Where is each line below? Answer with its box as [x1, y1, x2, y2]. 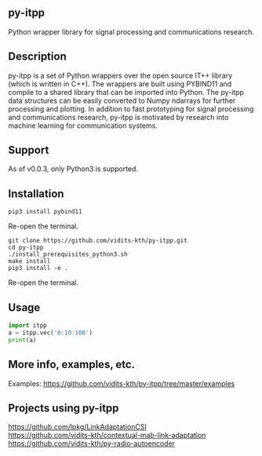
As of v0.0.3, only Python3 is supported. [8, 164, 139, 173]
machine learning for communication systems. [8, 121, 158, 130]
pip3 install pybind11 [8, 208, 82, 216]
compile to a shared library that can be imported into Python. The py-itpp [8, 87, 245, 97]
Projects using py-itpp [8, 401, 119, 414]
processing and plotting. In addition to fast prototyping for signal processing [8, 104, 254, 113]
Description [8, 50, 67, 64]
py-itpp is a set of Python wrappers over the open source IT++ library [8, 71, 233, 80]
